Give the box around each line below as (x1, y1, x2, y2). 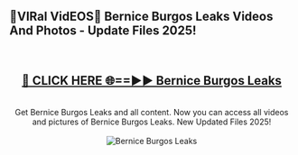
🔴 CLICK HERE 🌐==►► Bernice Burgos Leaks (21, 73, 283, 88)
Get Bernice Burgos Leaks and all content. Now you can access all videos (14, 106, 289, 117)
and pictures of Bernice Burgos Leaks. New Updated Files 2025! (32, 116, 272, 127)
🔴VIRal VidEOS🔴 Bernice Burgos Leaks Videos (9, 9, 274, 24)
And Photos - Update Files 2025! (9, 23, 197, 39)
